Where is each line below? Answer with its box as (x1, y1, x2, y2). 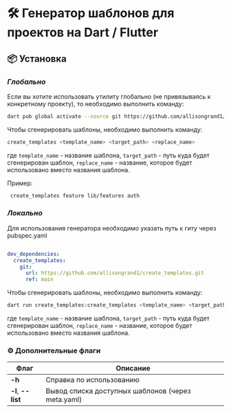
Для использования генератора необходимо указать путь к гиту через (7, 224, 217, 232)
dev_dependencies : (7, 250, 60, 257)
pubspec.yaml (7, 231, 47, 239)
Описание (115, 364, 151, 373)
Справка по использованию (45, 375, 140, 385)
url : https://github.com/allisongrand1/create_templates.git (25, 270, 205, 276)
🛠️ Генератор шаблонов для (7, 5, 175, 21)
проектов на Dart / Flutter (7, 25, 159, 40)
